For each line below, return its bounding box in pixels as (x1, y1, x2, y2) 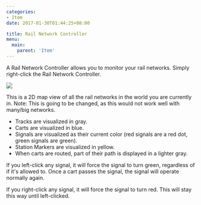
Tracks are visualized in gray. (14, 118, 88, 125)
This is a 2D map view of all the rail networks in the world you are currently (6, 93, 192, 100)
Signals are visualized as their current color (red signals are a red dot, (14, 130, 188, 138)
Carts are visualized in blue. (14, 124, 84, 131)
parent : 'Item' (17, 47, 55, 54)
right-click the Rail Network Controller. (6, 70, 101, 78)
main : (11, 42, 26, 48)
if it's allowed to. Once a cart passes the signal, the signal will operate (6, 168, 179, 175)
